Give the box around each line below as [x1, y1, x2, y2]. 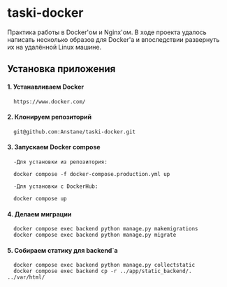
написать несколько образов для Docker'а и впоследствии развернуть [7, 35, 220, 43]
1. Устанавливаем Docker [7, 82, 85, 91]
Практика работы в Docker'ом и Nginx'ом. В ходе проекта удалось [7, 28, 207, 36]
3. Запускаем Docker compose [7, 143, 101, 152]
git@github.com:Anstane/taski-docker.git [13, 128, 136, 135]
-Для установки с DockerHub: [13, 183, 98, 190]
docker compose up [13, 195, 68, 202]
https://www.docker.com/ [13, 98, 86, 105]
